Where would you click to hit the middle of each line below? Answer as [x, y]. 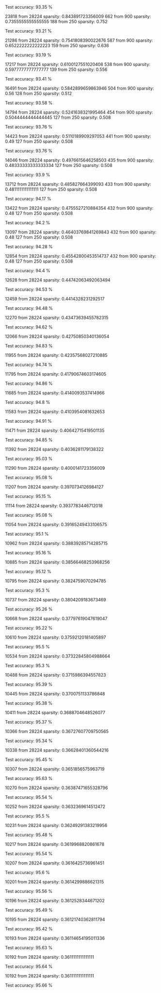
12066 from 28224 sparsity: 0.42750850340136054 [57, 336]
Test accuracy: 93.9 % [28, 175]
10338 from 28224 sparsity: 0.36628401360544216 [57, 750]
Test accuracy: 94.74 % [29, 364]
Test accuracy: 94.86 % [29, 383]
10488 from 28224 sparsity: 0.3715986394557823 [56, 675]
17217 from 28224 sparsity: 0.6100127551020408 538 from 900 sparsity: [78, 64]
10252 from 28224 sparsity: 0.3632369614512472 [55, 807]
